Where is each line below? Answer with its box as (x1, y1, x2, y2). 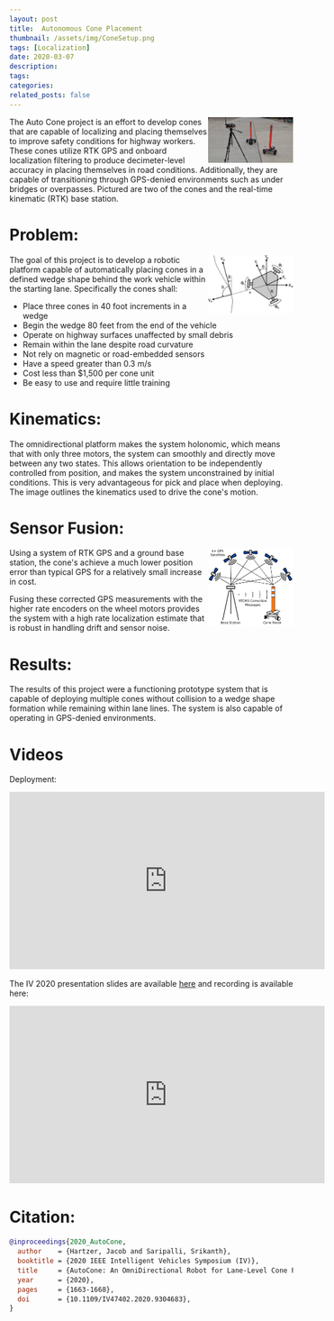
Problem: (9, 224, 79, 245)
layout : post (9, 14, 59, 23)
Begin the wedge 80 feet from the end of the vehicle (22, 320, 218, 331)
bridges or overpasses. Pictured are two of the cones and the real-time (9, 183, 273, 194)
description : (9, 62, 59, 71)
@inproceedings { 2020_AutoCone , (9, 1237, 127, 1247)
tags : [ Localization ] (9, 43, 91, 52)
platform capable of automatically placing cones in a (9, 264, 204, 275)
